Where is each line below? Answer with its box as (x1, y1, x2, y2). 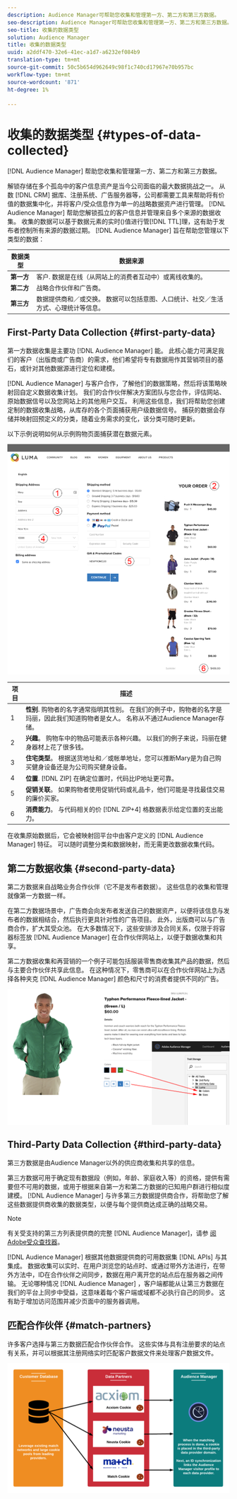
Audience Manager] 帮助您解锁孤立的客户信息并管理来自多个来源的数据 (7, 209, 215, 217)
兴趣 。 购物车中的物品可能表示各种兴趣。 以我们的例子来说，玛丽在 (25, 734, 221, 742)
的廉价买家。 (25, 793, 63, 803)
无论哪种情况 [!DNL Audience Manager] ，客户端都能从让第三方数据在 (20, 1279, 224, 1287)
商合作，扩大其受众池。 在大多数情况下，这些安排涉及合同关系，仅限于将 (7, 924, 219, 933)
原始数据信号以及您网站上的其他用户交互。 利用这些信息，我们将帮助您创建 (7, 396, 226, 405)
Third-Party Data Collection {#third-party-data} (7, 1139, 222, 1151)
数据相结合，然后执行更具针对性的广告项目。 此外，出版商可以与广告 (25, 915, 226, 924)
